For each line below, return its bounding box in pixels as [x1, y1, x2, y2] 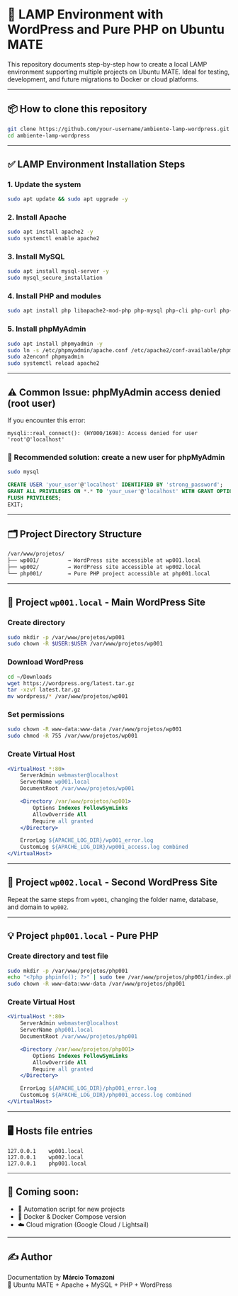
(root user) [7, 397, 56, 410]
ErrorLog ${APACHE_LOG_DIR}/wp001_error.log [20, 837, 154, 844]
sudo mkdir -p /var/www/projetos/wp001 [7, 633, 125, 641]
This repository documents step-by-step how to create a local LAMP [7, 60, 208, 68]
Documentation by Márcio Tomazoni [7, 1273, 115, 1282]
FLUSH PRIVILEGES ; [7, 494, 62, 502]
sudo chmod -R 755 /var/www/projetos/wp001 [7, 733, 138, 740]
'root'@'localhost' [7, 436, 65, 443]
